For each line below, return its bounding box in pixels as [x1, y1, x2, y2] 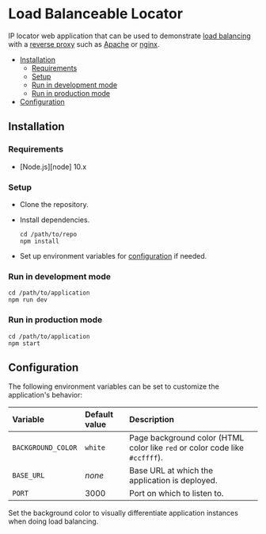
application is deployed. [129, 475, 218, 486]
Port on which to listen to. [129, 488, 224, 499]
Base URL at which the [129, 465, 214, 476]
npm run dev [8, 296, 47, 304]
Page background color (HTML [129, 432, 245, 444]
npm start [8, 339, 41, 348]
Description [129, 414, 174, 425]
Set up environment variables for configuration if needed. [19, 251, 207, 260]
